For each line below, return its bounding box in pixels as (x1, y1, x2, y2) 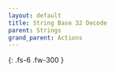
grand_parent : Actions (8, 33, 83, 42)
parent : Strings (8, 26, 61, 34)
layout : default (8, 11, 61, 20)
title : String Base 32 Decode (8, 19, 108, 27)
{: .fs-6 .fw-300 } (8, 55, 65, 65)
